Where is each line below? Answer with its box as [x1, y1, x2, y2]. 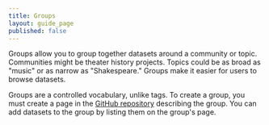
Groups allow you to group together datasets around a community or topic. [8, 49, 258, 59]
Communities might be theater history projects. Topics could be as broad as [8, 57, 261, 67]
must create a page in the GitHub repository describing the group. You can [8, 98, 257, 109]
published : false [8, 27, 67, 35]
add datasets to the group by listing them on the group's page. [8, 107, 216, 117]
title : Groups [8, 11, 57, 20]
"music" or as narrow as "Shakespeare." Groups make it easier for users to [8, 66, 257, 76]
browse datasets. [8, 74, 66, 85]
